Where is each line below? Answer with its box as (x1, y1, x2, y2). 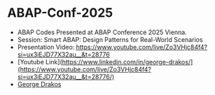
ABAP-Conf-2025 (7, 5, 113, 21)
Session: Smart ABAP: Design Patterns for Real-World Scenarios (17, 35, 203, 43)
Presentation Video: (17, 43, 75, 51)
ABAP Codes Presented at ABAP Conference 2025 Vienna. (17, 28, 187, 36)
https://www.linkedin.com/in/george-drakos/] (62, 57, 193, 66)
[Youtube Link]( (17, 57, 63, 66)
